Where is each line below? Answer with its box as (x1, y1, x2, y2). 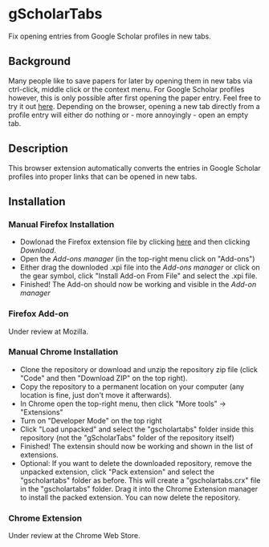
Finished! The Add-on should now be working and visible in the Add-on (19, 280, 257, 290)
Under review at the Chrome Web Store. (8, 531, 141, 541)
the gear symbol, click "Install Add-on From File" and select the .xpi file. (19, 271, 258, 281)
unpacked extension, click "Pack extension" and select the (19, 467, 215, 476)
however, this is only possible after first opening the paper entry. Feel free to (8, 93, 261, 103)
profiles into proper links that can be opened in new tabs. (8, 172, 198, 181)
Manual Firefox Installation (8, 218, 115, 229)
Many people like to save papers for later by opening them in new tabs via (8, 75, 253, 85)
